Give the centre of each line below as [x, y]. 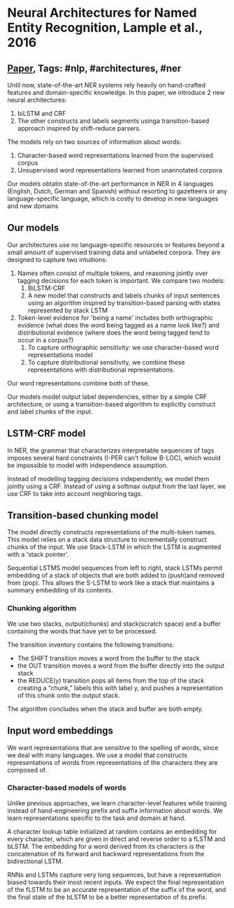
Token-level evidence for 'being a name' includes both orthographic [115, 317]
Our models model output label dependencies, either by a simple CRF [107, 397]
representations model [60, 355]
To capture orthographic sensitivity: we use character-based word [123, 347]
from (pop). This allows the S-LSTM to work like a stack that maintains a [111, 583]
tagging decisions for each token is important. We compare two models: [121, 280]
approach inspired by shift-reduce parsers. [79, 128]
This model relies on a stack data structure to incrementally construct [107, 540]
